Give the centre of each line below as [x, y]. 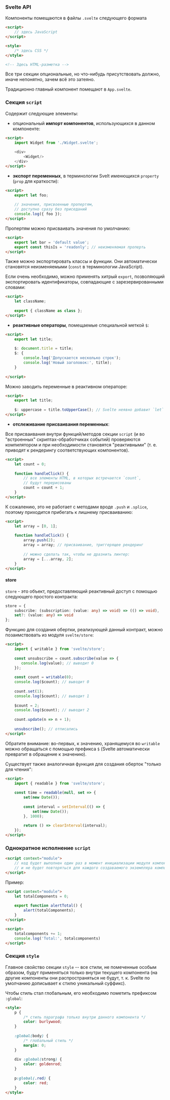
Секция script [24, 102]
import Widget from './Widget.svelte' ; [56, 143]
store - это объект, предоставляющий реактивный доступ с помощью [81, 591]
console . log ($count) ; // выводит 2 [52, 710]
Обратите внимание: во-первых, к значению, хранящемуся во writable [83, 743]
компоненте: [26, 129]
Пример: [15, 882]
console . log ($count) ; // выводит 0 [52, 682]
